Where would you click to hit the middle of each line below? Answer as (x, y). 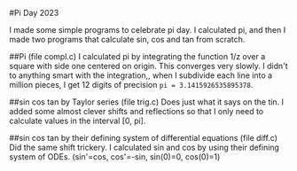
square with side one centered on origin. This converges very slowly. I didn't (148, 66)
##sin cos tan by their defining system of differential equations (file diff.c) (143, 138)
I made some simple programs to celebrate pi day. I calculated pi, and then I (148, 30)
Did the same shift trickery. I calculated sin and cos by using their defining (144, 147)
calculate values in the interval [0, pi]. (78, 120)
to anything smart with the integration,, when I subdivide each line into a (141, 75)
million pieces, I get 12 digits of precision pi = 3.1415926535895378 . (131, 85)
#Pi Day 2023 (34, 13)
